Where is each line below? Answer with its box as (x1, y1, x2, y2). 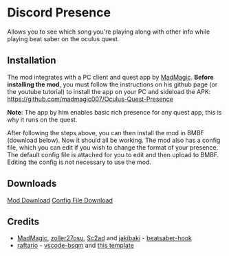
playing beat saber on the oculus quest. (7, 34, 120, 43)
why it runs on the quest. (7, 115, 78, 124)
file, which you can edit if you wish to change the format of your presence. (7, 143, 219, 152)
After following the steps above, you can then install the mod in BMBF (7, 128, 204, 137)
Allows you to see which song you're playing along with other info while (7, 27, 210, 36)
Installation (7, 55, 56, 67)
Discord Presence (7, 5, 111, 21)
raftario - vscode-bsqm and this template (17, 242, 134, 250)
